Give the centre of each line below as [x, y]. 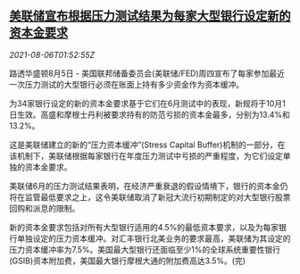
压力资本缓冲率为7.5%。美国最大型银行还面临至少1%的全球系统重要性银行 [145, 249]
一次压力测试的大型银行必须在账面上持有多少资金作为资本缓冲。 [126, 84]
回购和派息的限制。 [45, 208]
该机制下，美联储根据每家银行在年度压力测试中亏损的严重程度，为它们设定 [146, 155]
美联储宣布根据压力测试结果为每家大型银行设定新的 [150, 16]
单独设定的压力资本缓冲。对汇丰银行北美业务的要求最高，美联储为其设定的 [154, 238]
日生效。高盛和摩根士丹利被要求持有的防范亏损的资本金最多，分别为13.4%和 [150, 114]
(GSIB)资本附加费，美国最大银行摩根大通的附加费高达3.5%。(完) [127, 261]
